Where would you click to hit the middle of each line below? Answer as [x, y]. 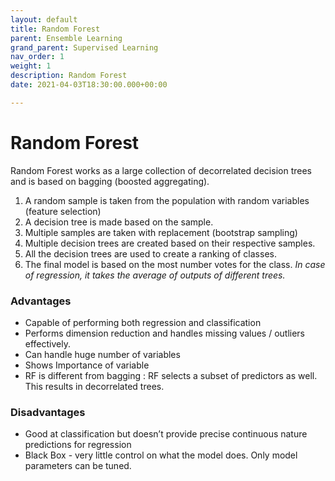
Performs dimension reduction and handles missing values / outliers [165, 333]
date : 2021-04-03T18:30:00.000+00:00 [89, 85]
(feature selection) [63, 211]
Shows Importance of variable [87, 365]
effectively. [47, 343]
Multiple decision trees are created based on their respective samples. [170, 243]
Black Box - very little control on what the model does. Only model [161, 455]
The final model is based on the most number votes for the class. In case [175, 264]
